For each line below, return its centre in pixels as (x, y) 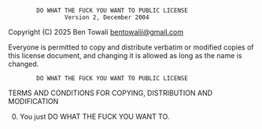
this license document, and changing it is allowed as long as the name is (125, 55)
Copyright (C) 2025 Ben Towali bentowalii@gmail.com (96, 32)
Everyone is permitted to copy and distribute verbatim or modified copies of (131, 47)
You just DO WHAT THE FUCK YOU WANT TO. (94, 116)
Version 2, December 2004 (107, 17)
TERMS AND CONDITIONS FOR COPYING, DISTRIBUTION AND (111, 93)
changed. (24, 64)
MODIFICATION (33, 101)
